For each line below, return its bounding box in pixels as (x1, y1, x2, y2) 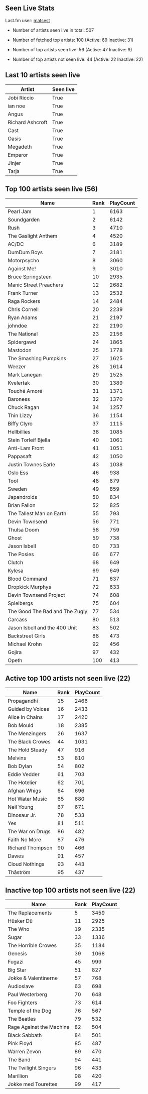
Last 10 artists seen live (5, 71, 80, 79)
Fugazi (8, 958, 24, 965)
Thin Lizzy (8, 412, 32, 419)
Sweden (8, 486, 27, 493)
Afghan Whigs (8, 787, 41, 794)
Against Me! (8, 265, 36, 272)
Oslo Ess (8, 469, 29, 476)
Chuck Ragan (8, 404, 40, 411)
